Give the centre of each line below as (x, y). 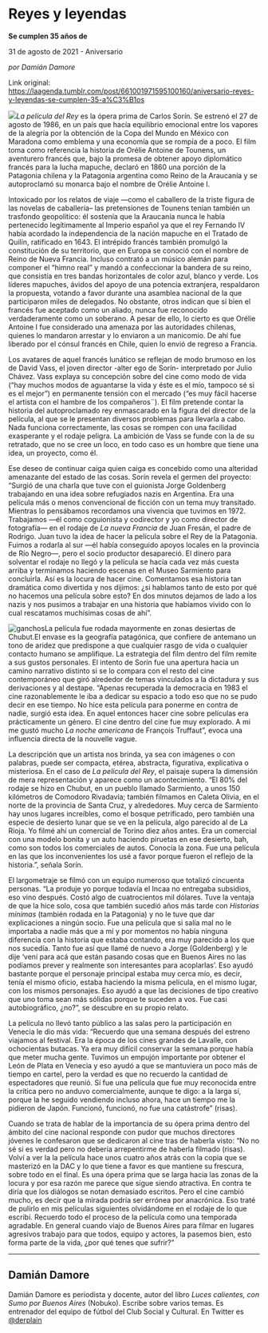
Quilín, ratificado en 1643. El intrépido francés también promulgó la (118, 241)
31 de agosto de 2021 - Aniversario (66, 51)
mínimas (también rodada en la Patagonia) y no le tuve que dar (112, 914)
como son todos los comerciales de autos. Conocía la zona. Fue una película (134, 848)
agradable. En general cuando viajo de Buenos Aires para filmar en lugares (131, 1225)
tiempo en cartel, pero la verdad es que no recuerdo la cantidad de (118, 1074)
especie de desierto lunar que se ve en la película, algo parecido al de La (128, 822)
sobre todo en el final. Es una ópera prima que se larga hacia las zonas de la (134, 1174)
